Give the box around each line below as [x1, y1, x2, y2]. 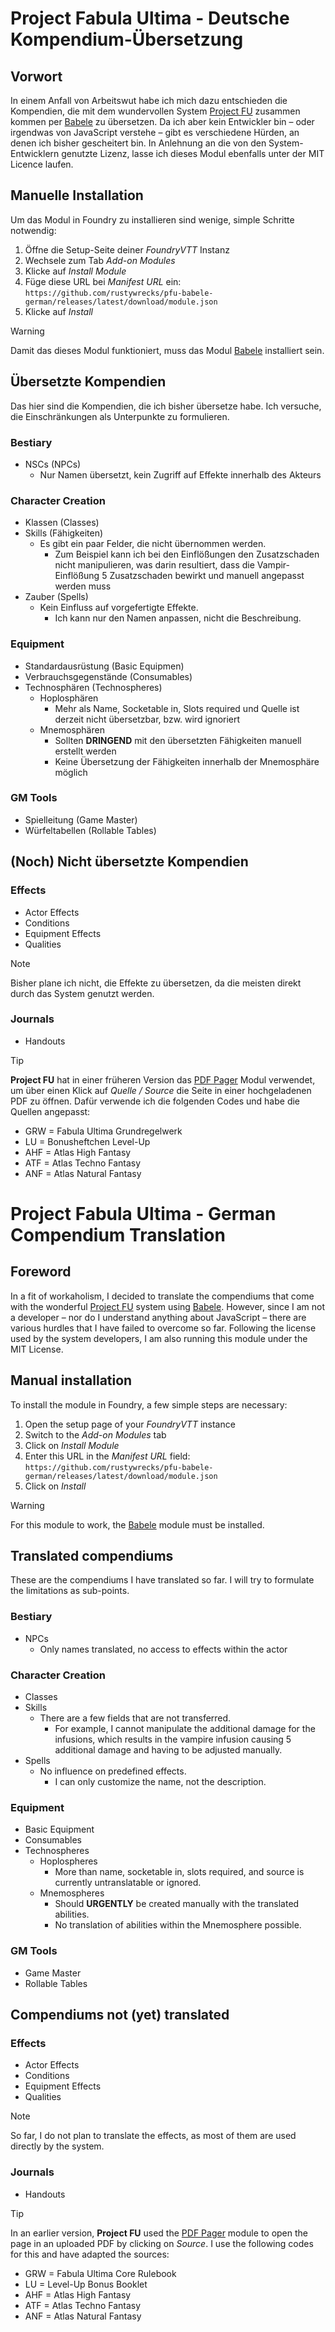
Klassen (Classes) [24, 517, 100, 529]
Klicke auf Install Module [24, 265, 127, 277]
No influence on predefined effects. [39, 1765, 187, 1777]
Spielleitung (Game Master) [24, 813, 138, 826]
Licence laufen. [10, 158, 74, 170]
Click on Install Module [24, 1439, 120, 1451]
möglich [54, 766, 88, 778]
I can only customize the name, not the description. [54, 1776, 267, 1788]
